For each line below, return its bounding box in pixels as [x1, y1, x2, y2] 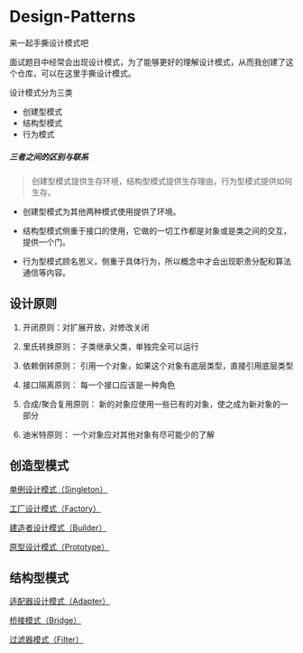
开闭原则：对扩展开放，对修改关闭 [22, 322, 150, 332]
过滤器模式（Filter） [9, 634, 84, 645]
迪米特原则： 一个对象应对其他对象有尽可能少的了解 [22, 429, 215, 440]
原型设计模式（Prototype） [9, 541, 110, 552]
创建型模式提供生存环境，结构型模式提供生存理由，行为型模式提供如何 [31, 175, 293, 186]
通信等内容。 [22, 266, 70, 277]
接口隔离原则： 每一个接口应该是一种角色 [22, 379, 176, 390]
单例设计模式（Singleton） [9, 483, 108, 494]
